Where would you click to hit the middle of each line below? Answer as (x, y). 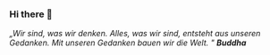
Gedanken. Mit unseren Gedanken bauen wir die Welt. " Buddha (128, 43)
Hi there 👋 (31, 14)
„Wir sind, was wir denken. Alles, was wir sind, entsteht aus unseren (135, 34)
